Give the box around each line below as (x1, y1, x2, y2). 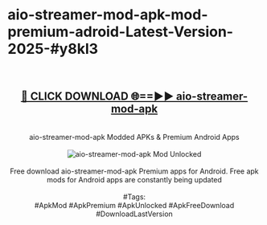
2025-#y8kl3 (7, 40, 98, 58)
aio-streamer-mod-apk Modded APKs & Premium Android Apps (28, 132, 240, 141)
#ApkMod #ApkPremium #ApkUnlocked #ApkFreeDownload (34, 200, 235, 210)
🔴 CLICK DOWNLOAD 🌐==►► (20, 90, 175, 104)
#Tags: (122, 191, 146, 202)
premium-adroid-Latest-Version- (7, 22, 234, 41)
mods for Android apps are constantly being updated (46, 174, 223, 184)
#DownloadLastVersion (95, 209, 174, 219)
